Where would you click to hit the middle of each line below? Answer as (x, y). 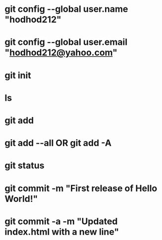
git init (18, 75)
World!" (21, 199)
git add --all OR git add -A (58, 143)
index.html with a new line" (62, 232)
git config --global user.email (66, 42)
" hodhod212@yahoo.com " (61, 53)
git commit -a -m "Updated (61, 221)
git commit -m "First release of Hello (81, 188)
